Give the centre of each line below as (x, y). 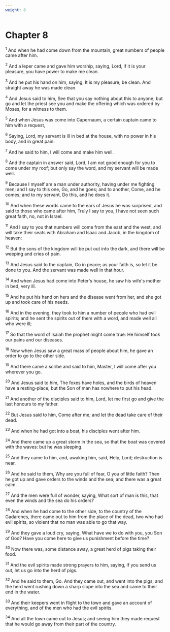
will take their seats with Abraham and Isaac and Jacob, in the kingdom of (82, 232)
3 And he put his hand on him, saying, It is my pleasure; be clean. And (78, 82)
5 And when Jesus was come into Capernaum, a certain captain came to (81, 119)
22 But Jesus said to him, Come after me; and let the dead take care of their (84, 414)
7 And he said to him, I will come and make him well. (60, 151)
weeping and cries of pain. (33, 254)
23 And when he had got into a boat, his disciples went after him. (73, 431)
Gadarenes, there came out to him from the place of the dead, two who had (84, 517)
